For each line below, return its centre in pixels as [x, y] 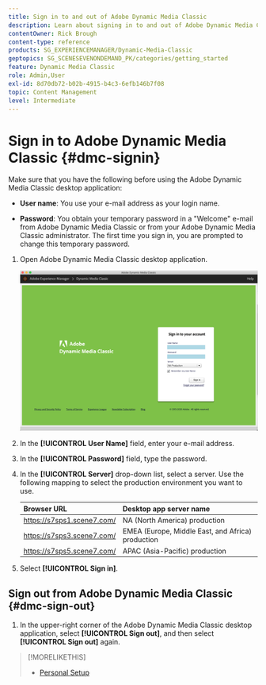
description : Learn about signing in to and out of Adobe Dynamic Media [131, 25]
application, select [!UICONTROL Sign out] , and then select [117, 633]
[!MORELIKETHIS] [57, 657]
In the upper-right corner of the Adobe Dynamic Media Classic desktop [136, 625]
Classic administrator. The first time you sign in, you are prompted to [131, 236]
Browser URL [45, 509]
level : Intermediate [42, 100]
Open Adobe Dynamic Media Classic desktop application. [114, 260]
